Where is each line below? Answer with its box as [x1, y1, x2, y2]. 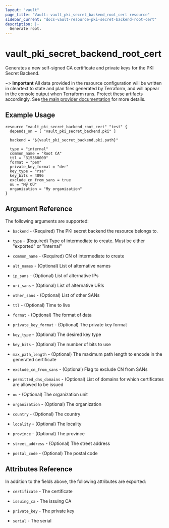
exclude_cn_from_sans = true [10, 177, 71, 182]
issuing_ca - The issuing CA [12, 498, 72, 504]
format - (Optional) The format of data [12, 312, 92, 318]
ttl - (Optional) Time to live [12, 302, 71, 308]
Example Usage [5, 111, 55, 120]
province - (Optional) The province [12, 430, 85, 436]
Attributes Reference [5, 465, 73, 474]
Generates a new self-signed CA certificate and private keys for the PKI [5, 65, 154, 71]
